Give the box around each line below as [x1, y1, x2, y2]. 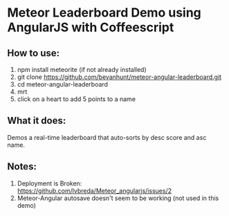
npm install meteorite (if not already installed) [17, 66, 147, 73]
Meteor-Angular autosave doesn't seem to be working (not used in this [17, 194, 219, 202]
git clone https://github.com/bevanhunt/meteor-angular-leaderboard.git [17, 73, 222, 81]
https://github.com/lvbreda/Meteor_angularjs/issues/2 [17, 186, 172, 195]
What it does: [7, 115, 66, 127]
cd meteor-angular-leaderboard [17, 80, 109, 88]
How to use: [7, 47, 60, 59]
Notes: [7, 161, 37, 172]
